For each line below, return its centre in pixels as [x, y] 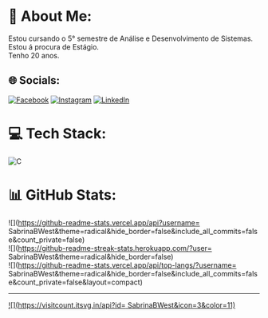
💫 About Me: [50, 16]
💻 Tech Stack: [57, 133]
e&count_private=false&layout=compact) [76, 282]
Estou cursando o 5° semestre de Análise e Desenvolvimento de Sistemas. [131, 38]
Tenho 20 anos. [34, 55]
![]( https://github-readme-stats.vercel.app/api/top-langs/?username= [122, 265]
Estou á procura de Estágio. [54, 46]
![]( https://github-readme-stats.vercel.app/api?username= [104, 222]
